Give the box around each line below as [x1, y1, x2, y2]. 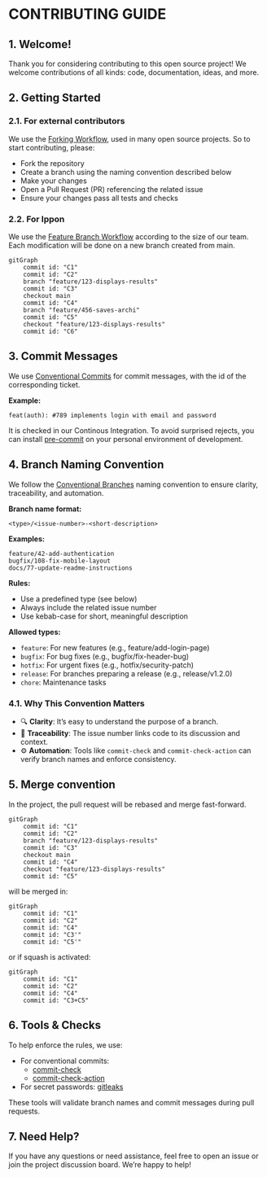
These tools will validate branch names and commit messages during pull [8, 1097, 255, 1107]
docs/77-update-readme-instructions [8, 563, 133, 572]
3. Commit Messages [8, 349, 118, 363]
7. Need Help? [8, 1129, 80, 1144]
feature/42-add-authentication [8, 549, 115, 558]
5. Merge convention [8, 778, 116, 792]
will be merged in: [8, 886, 68, 896]
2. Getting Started [8, 91, 101, 105]
